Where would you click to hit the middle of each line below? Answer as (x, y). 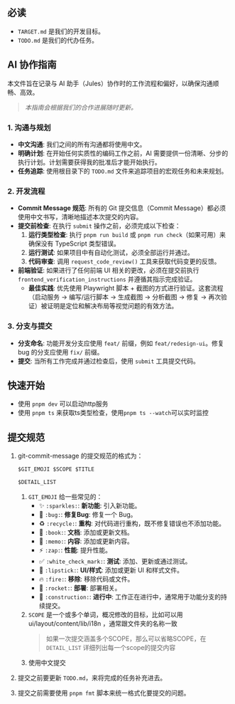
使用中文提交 (47, 662)
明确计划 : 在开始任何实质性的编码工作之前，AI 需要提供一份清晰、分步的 (123, 153)
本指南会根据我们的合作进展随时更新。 (81, 107)
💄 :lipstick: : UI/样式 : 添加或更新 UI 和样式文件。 (111, 570)
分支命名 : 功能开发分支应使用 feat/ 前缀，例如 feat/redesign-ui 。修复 (121, 343)
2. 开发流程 (26, 191)
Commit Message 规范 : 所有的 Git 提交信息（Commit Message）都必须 (121, 208)
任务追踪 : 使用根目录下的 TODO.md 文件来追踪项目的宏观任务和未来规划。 (122, 171)
